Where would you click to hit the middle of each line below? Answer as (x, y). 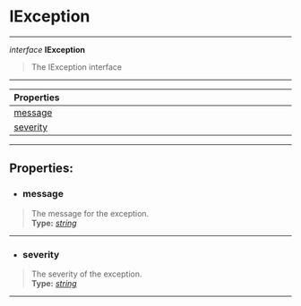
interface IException (47, 49)
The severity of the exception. (86, 274)
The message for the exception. (90, 213)
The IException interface (77, 67)
